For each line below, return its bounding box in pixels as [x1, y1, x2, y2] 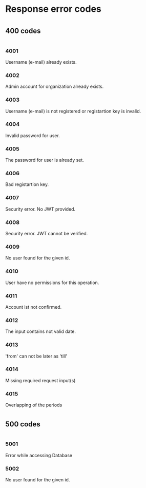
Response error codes [5, 3, 101, 15]
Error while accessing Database [5, 452, 73, 458]
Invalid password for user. [5, 132, 60, 139]
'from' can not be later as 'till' [5, 353, 68, 359]
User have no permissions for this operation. [5, 279, 99, 286]
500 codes [5, 420, 41, 429]
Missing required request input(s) [5, 377, 76, 383]
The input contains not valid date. [5, 328, 76, 334]
